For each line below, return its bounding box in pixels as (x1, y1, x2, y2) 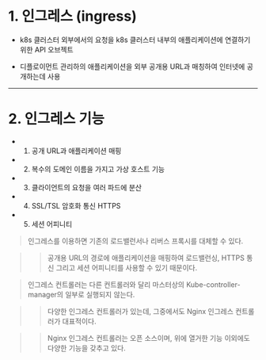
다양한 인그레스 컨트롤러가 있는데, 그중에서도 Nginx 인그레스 (47, 306, 234, 316)
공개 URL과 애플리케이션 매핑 (31, 146, 122, 155)
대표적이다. (62, 316, 97, 326)
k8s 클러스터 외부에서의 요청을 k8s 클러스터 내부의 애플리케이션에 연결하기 (19, 35, 251, 44)
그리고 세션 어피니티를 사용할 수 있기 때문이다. (55, 262, 198, 272)
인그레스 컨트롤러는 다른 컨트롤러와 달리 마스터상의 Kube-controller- (27, 279, 241, 289)
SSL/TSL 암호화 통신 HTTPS (31, 201, 121, 210)
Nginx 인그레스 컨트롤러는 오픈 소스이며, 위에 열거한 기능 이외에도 (47, 333, 251, 343)
